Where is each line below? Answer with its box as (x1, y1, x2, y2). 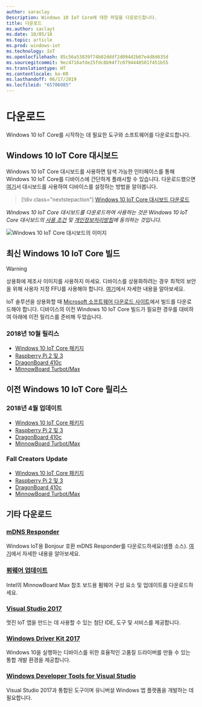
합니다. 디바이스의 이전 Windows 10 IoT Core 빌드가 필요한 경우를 (22, 305, 178, 312)
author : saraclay (6, 8, 50, 15)
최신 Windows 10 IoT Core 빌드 (6, 249, 121, 259)
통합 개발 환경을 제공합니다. (6, 656, 71, 663)
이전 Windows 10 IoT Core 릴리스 (6, 384, 128, 395)
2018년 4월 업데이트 (6, 404, 63, 412)
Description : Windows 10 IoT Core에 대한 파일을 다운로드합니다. (6, 15, 157, 21)
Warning (6, 265, 27, 272)
